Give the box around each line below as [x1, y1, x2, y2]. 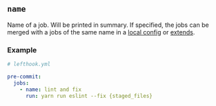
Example [7, 45, 37, 54]
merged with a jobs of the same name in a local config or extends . [7, 28, 195, 36]
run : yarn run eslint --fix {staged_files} [25, 92, 153, 99]
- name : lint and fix [19, 86, 81, 93]
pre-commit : [7, 73, 41, 80]
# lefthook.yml [7, 61, 51, 68]
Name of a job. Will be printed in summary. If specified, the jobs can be [7, 21, 209, 29]
